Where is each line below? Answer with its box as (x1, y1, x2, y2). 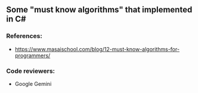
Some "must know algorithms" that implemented (6, 5, 193, 15)
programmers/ (14, 52, 51, 59)
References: (6, 32, 43, 41)
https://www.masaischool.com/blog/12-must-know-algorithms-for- (14, 45, 180, 52)
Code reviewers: (6, 67, 55, 75)
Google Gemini (14, 80, 52, 87)
